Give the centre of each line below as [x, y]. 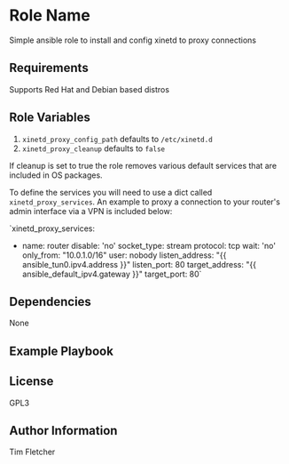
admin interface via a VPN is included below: [91, 211]
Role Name [50, 16]
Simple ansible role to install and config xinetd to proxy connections [133, 40]
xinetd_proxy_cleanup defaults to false [94, 148]
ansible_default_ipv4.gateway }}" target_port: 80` [112, 274]
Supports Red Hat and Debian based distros [90, 89]
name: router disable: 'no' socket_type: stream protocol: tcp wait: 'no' [149, 245]
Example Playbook [61, 351]
